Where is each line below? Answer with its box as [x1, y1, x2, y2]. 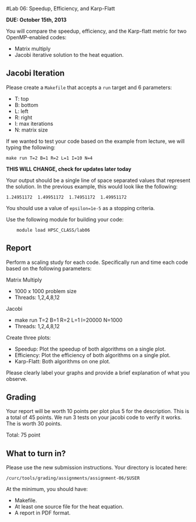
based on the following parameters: [6, 265, 92, 272]
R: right [14, 114, 33, 121]
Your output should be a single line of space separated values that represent [6, 177, 191, 184]
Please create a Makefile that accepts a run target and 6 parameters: [6, 84, 173, 91]
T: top [14, 95, 29, 102]
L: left [14, 108, 29, 115]
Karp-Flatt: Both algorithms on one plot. [14, 358, 111, 365]
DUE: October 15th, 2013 [6, 16, 67, 23]
